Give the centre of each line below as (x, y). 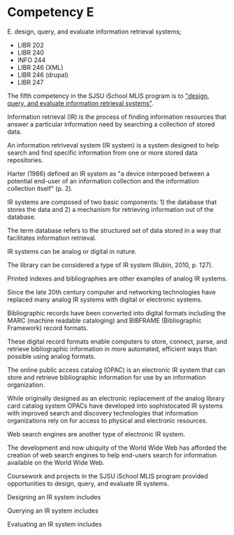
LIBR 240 (30, 52)
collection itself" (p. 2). (40, 188)
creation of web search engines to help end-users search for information (112, 455)
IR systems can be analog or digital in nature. (72, 251)
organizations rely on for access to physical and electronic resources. (108, 420)
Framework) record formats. (48, 328)
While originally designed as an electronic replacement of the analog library (116, 398)
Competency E (51, 12)
